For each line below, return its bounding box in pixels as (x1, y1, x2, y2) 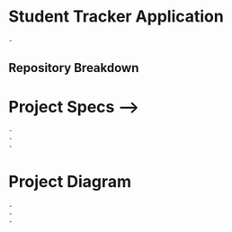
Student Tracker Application (8, 6, 224, 27)
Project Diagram (8, 172, 132, 192)
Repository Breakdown (8, 60, 139, 76)
